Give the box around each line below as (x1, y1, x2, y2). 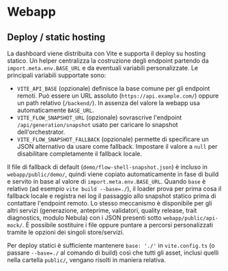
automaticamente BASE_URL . (16, 106, 94, 114)
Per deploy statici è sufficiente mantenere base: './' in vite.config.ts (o (7, 242, 215, 249)
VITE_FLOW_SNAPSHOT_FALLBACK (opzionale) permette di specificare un (16, 135, 210, 143)
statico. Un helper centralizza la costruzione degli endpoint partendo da (7, 57, 210, 65)
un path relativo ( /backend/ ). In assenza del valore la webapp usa (16, 99, 200, 106)
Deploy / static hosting (7, 31, 106, 43)
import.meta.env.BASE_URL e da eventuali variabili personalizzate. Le (7, 64, 199, 72)
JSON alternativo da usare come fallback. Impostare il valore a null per (16, 143, 218, 150)
